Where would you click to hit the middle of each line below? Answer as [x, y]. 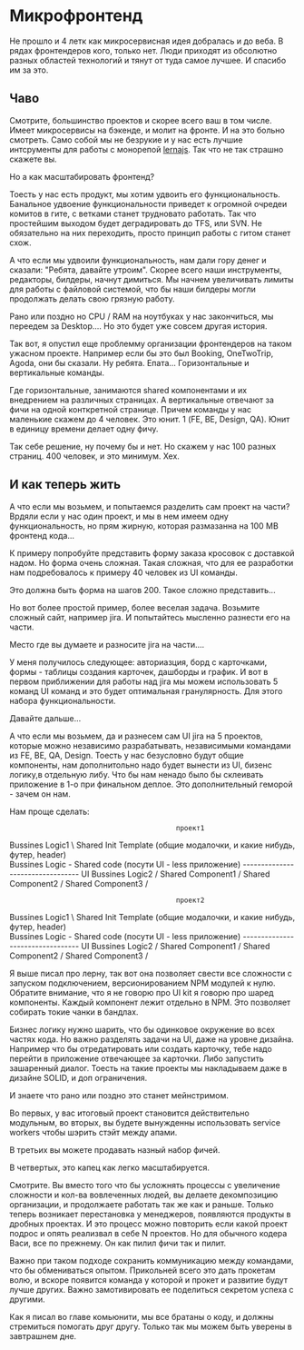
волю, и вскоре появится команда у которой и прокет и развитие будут [149, 1280]
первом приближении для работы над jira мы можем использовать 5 [144, 681]
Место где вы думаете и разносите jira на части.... [107, 644]
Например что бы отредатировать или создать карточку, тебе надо [141, 1048]
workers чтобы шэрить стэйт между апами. [93, 1132]
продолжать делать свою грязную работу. [92, 298]
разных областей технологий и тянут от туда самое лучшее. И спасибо [148, 60]
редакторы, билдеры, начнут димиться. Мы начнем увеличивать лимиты [152, 279]
